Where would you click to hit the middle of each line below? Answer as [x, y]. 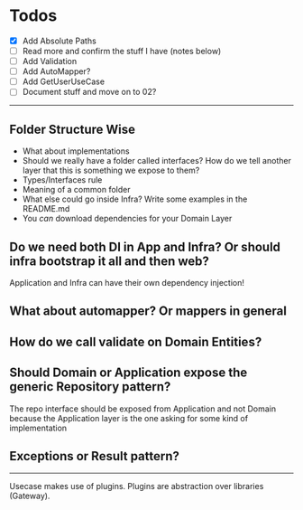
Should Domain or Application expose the [129, 373]
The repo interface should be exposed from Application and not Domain [143, 409]
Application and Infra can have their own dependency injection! [127, 282]
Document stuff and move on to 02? [89, 92]
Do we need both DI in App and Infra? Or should [145, 246]
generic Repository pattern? [90, 387]
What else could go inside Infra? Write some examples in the [135, 199]
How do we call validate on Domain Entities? [136, 341]
